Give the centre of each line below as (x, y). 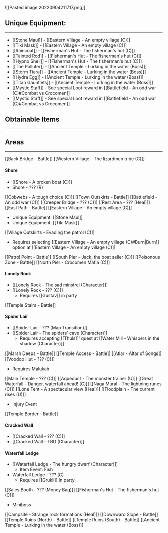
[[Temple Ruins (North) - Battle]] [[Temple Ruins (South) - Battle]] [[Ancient (82, 520)
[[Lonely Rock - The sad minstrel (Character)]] (60, 285)
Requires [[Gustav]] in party (48, 295)
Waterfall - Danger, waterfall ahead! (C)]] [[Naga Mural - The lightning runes (83, 384)
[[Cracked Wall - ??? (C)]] (39, 436)
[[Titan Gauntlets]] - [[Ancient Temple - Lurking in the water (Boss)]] (83, 82)
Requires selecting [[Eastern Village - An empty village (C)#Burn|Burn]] (86, 242)
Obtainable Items (32, 120)
